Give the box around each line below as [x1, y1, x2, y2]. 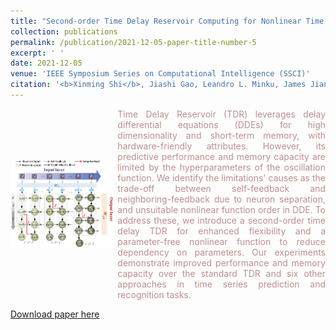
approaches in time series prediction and [117, 278, 326, 290]
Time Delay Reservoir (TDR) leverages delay [117, 108, 326, 120]
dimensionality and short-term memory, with [117, 129, 326, 141]
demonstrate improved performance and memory [117, 256, 326, 269]
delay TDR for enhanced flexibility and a [117, 225, 326, 237]
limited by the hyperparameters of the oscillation [117, 161, 326, 173]
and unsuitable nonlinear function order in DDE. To [117, 203, 326, 215]
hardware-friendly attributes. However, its [117, 140, 326, 152]
